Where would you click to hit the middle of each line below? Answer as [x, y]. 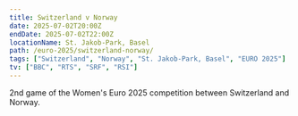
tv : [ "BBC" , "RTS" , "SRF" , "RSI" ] [74, 68]
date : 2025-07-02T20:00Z [55, 26]
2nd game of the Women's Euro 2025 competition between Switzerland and [149, 92]
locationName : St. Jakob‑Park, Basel [80, 42]
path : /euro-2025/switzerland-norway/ [81, 51]
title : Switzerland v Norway [64, 17]
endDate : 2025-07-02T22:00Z [62, 34]
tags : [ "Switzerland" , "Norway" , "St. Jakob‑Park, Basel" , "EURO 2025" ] [148, 59]
